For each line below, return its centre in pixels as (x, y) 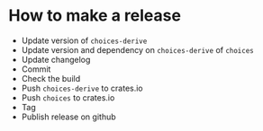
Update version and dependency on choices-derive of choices (137, 49)
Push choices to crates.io (68, 97)
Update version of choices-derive (84, 40)
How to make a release (95, 16)
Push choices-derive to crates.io (82, 88)
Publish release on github (68, 117)
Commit (36, 69)
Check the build (51, 78)
